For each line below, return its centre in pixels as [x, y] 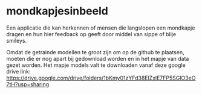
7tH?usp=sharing [28, 84]
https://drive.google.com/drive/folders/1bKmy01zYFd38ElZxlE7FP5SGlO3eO [101, 78]
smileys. [17, 40]
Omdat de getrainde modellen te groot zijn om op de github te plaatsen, [95, 52]
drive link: [18, 71]
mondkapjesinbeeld [57, 11]
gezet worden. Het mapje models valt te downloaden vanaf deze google [96, 65]
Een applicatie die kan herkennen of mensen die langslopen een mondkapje [101, 28]
